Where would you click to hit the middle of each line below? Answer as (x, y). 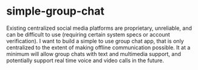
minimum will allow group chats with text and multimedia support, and (94, 54)
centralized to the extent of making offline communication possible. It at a (98, 47)
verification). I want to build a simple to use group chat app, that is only (95, 41)
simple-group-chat (56, 11)
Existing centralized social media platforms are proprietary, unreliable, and (99, 28)
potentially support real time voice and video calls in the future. (85, 60)
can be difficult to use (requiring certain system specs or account (88, 34)
